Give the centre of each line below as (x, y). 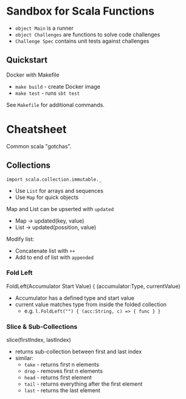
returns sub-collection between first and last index (78, 352)
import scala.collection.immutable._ (54, 179)
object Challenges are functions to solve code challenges (88, 34)
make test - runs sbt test (47, 93)
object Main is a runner (44, 28)
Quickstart (27, 60)
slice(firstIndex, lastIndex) (39, 340)
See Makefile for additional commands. (56, 105)
